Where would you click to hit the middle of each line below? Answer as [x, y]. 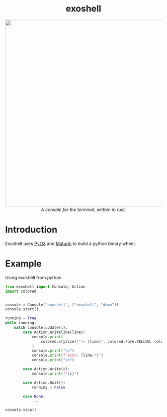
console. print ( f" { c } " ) [55, 374]
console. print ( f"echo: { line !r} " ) [67, 355]
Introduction [31, 230]
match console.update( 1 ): [41, 328]
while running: [21, 323]
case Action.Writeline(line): [54, 332]
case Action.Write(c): [46, 369]
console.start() [22, 309]
